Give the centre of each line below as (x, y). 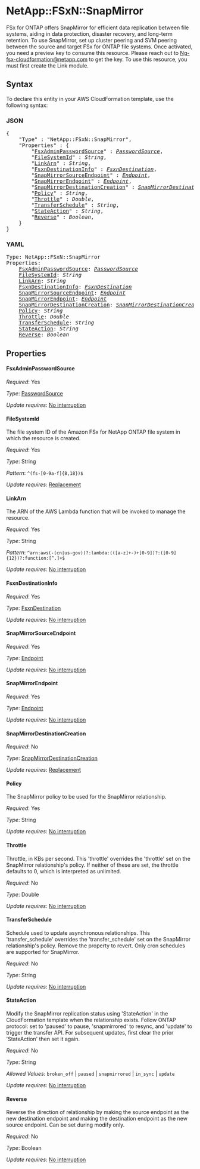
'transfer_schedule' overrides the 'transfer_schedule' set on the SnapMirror (99, 939)
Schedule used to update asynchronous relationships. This (78, 932)
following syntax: (27, 105)
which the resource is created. (43, 438)
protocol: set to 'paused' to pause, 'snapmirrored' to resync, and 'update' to (99, 1026)
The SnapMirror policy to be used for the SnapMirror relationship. (86, 797)
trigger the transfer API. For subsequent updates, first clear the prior (90, 1032)
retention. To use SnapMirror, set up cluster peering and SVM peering (92, 40)
